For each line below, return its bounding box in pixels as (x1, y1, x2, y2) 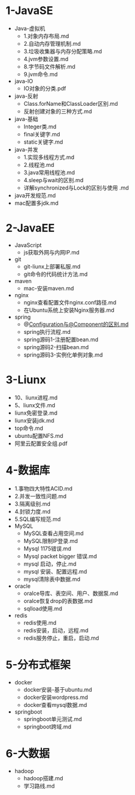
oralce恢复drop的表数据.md (23, 597, 93, 604)
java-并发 (14, 146, 38, 153)
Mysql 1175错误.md (23, 545, 71, 552)
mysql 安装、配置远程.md (23, 568, 88, 575)
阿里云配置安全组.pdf (14, 440, 68, 447)
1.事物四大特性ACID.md (14, 484, 73, 492)
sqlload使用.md (23, 605, 63, 612)
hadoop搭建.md (23, 774, 63, 782)
